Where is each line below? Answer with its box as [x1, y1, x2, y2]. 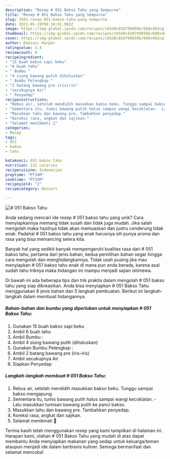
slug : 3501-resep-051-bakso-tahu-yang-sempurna [5, 17, 108, 22]
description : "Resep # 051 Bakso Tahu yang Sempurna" [5, 7, 121, 13]
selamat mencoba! [5, 449, 44, 455]
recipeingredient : [5, 54, 44, 60]
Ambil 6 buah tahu [12, 328, 51, 335]
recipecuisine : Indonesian [5, 167, 62, 172]
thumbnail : [5, 31, 28, 36]
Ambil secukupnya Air [12, 356, 59, 362]
